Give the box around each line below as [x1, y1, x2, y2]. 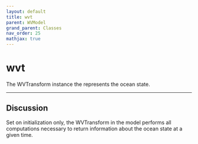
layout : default [6, 8, 46, 15]
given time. [6, 131, 34, 138]
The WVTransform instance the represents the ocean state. [6, 81, 150, 88]
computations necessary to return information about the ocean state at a [6, 125, 183, 132]
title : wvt [6, 14, 33, 20]
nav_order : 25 [6, 31, 41, 36]
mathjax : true [6, 36, 41, 42]
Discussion [6, 103, 48, 113]
